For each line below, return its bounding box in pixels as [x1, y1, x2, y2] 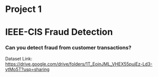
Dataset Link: [5, 55, 33, 61]
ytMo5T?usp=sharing [5, 66, 50, 72]
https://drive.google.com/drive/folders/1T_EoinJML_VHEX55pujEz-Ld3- [5, 61, 153, 67]
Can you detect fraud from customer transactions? [5, 44, 132, 51]
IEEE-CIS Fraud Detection [5, 26, 113, 38]
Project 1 [5, 3, 42, 15]
